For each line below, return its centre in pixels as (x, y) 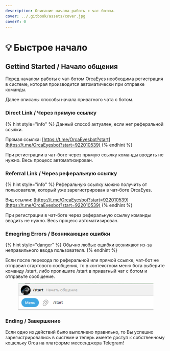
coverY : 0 (16, 21)
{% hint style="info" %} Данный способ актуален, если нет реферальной (84, 124)
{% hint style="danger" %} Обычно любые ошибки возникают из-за (79, 245)
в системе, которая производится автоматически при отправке (75, 84)
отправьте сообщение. (30, 276)
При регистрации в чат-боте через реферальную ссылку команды (78, 215)
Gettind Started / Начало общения (62, 66)
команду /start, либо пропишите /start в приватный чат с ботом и (76, 271)
